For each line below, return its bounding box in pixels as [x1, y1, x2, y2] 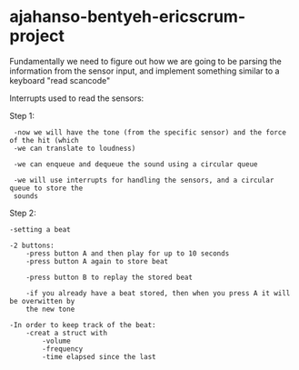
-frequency [42, 344, 84, 354]
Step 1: [9, 110, 35, 121]
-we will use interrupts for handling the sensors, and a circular [13, 175, 274, 185]
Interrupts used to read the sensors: [9, 93, 145, 104]
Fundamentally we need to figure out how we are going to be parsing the [9, 55, 282, 66]
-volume [42, 336, 71, 345]
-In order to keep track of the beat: [9, 320, 156, 329]
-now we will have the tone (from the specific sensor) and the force [13, 127, 286, 137]
